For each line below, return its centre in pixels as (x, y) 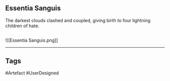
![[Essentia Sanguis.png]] (32, 40)
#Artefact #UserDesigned (32, 73)
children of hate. (22, 26)
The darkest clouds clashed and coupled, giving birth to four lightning (78, 20)
